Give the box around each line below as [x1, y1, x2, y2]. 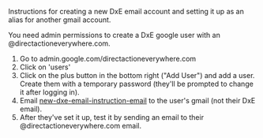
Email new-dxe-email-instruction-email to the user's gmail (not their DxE [19, 96, 256, 105]
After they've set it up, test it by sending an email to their [19, 113, 204, 121]
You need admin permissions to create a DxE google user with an [8, 31, 221, 39]
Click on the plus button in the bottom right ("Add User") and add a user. [19, 71, 255, 80]
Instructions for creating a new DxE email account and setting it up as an [8, 7, 245, 16]
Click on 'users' [19, 62, 71, 72]
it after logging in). [19, 88, 81, 97]
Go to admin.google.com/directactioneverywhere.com [19, 54, 197, 63]
